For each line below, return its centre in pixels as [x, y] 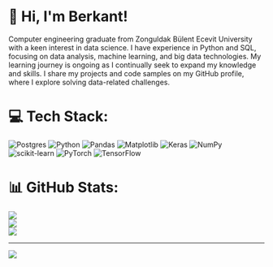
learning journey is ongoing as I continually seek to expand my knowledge [132, 65]
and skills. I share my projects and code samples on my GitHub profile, [126, 73]
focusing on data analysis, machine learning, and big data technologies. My [135, 56]
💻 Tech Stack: [58, 116]
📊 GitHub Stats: [64, 188]
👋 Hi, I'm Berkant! [68, 17]
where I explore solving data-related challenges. [89, 82]
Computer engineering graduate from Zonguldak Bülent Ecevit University [131, 39]
